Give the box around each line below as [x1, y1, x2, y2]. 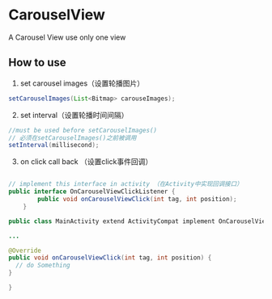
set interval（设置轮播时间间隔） [19, 110, 129, 120]
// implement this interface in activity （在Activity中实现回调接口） [8, 180, 243, 188]
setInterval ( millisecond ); [8, 141, 100, 149]
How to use [8, 56, 66, 69]
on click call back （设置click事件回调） [19, 157, 153, 166]
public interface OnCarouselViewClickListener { [8, 187, 176, 196]
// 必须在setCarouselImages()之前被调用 [8, 133, 137, 142]
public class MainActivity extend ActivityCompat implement [8, 217, 216, 225]
